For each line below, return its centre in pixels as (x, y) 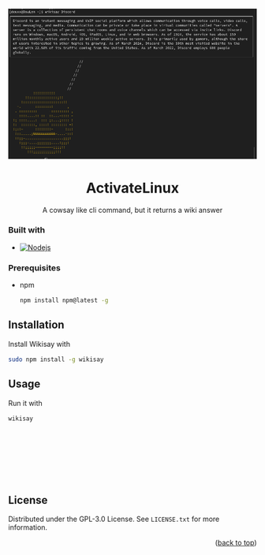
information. (28, 527)
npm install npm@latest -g (64, 300)
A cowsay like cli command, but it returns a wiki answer (132, 210)
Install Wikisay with (39, 344)
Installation (36, 325)
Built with (27, 230)
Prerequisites (34, 267)
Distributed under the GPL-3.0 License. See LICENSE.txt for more (114, 519)
